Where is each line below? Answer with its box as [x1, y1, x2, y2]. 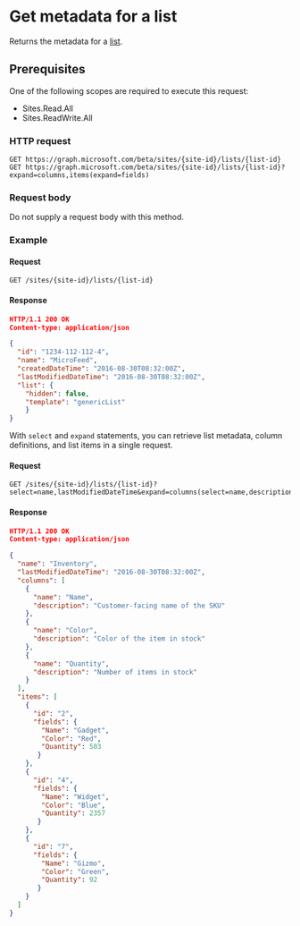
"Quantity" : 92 [41, 875, 98, 885]
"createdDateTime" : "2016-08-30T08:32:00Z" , [17, 364, 186, 373]
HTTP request [9, 134, 71, 147]
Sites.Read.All [21, 103, 74, 114]
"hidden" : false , [25, 389, 90, 398]
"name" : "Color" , [32, 626, 98, 635]
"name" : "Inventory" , [17, 559, 98, 569]
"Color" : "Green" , [41, 867, 110, 876]
